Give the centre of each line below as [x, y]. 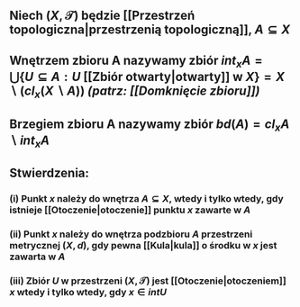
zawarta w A [37, 257]
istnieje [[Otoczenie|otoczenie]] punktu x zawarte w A [130, 210]
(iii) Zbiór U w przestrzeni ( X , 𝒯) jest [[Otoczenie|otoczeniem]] [148, 281]
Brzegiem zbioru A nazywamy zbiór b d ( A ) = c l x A [150, 125]
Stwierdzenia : [50, 173]
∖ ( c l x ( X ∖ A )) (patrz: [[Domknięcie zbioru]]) [135, 92]
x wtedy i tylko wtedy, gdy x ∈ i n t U [88, 293]
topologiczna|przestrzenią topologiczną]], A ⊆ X [150, 30]
